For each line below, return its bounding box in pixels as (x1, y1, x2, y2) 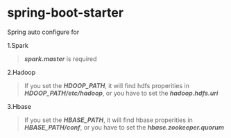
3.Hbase (7, 102, 31, 110)
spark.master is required (24, 54, 97, 63)
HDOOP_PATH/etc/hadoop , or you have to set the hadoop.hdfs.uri (24, 89, 219, 97)
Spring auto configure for (7, 28, 80, 36)
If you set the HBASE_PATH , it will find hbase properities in (24, 116, 193, 124)
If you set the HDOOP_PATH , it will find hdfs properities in (24, 81, 189, 89)
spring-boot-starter (7, 5, 123, 21)
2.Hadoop (7, 68, 36, 76)
